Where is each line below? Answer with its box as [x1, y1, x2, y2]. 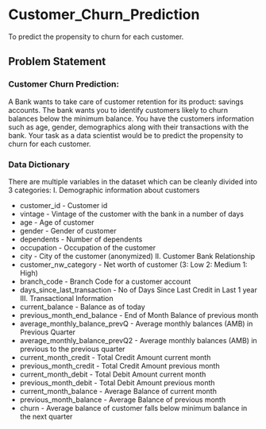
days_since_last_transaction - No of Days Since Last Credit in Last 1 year [19, 284, 258, 295]
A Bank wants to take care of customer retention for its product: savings [8, 97, 244, 106]
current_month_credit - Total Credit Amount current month [19, 352, 211, 362]
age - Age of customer [19, 217, 94, 227]
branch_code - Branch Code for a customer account [19, 276, 191, 286]
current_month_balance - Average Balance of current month [19, 386, 217, 396]
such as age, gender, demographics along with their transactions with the [8, 122, 249, 132]
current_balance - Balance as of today [19, 302, 145, 311]
